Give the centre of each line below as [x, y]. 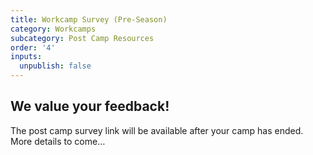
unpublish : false [55, 66]
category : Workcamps [53, 29]
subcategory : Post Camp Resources [82, 38]
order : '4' [33, 47]
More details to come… [58, 141]
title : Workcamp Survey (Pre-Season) [89, 19]
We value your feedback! [90, 106]
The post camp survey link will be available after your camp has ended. [157, 130]
